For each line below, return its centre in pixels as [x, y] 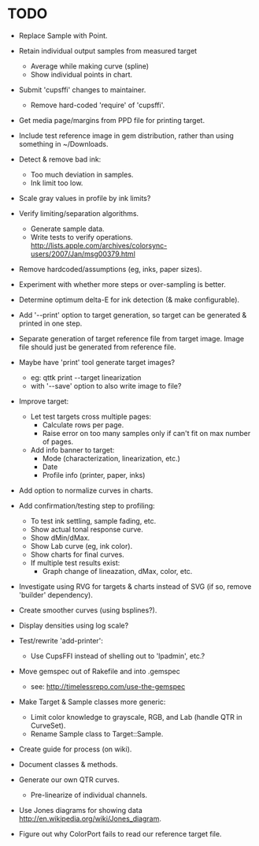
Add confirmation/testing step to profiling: [87, 505]
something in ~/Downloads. [63, 143]
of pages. [58, 442]
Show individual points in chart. [81, 74]
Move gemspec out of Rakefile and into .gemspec [99, 671]
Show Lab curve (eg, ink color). [81, 546]
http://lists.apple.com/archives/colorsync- [99, 245]
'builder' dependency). [56, 594]
